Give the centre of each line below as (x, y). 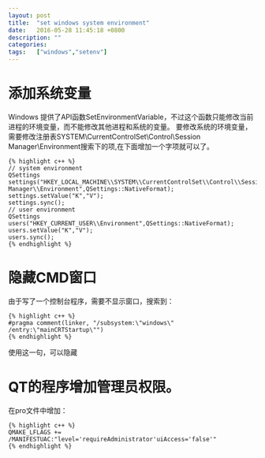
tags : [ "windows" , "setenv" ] (58, 52)
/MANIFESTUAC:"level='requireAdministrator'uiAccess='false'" (112, 439)
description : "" (35, 37)
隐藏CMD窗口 (52, 278)
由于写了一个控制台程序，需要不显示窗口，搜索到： (91, 301)
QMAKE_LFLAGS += (35, 432)
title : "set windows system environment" (79, 23)
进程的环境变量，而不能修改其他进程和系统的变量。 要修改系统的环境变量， (130, 126)
